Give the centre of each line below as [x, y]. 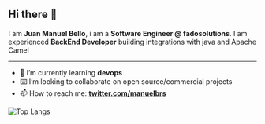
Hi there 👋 [33, 15]
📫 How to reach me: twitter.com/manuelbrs [93, 93]
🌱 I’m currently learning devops [71, 72]
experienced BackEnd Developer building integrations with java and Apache [132, 42]
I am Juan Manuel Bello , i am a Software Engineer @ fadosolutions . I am [128, 33]
